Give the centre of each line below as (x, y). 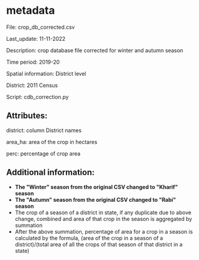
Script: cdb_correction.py (37, 97)
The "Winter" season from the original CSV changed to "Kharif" (96, 187)
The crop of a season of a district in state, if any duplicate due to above (103, 212)
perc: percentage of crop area (43, 153)
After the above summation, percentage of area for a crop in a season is (104, 231)
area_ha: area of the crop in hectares (52, 142)
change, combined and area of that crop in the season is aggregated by (103, 219)
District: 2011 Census (32, 85)
